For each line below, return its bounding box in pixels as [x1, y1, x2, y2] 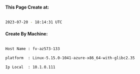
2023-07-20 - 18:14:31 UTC [5, 20, 62, 25]
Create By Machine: [5, 30, 48, 36]
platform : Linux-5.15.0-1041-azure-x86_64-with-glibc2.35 [5, 56, 135, 61]
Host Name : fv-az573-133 [5, 46, 60, 52]
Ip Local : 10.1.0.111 [5, 65, 56, 70]
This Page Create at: [5, 4, 49, 10]
